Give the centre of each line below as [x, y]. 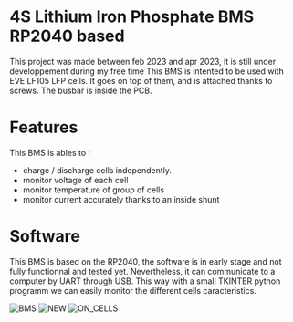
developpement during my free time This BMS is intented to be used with [147, 71]
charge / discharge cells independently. [97, 170]
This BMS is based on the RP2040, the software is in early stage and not [146, 261]
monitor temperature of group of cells [94, 190]
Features [44, 127]
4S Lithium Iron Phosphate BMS [132, 17]
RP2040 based [67, 36]
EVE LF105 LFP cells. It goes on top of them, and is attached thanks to [141, 80]
